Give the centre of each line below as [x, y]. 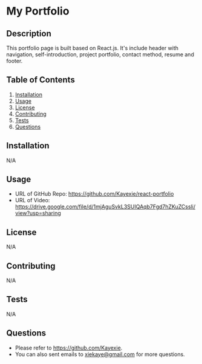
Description [29, 34]
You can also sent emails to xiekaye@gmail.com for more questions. [100, 354]
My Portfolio [38, 11]
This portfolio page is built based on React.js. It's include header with [93, 48]
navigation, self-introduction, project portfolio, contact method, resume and [100, 55]
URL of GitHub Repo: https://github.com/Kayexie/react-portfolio [94, 194]
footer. [15, 61]
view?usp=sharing [38, 213]
